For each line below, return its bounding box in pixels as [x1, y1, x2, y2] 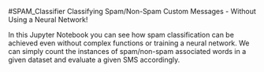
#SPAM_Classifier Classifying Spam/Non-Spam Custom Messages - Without [8, 7, 256, 16]
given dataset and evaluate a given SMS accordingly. [8, 55, 180, 64]
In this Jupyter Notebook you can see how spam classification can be [8, 31, 235, 39]
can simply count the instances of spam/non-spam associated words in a [8, 47, 247, 56]
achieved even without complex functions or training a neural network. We [8, 38, 250, 48]
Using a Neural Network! [8, 15, 88, 24]
